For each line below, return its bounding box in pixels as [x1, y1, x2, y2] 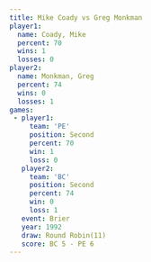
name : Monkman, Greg [17, 72, 94, 81]
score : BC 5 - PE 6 [21, 239, 94, 248]
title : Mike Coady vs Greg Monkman [9, 13, 143, 23]
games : [9, 105, 34, 114]
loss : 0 [29, 155, 58, 165]
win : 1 [29, 147, 54, 156]
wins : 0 [17, 88, 47, 97]
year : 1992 [21, 222, 63, 231]
